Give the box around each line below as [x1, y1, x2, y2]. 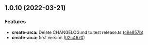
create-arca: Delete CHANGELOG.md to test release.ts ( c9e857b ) [11, 29, 144, 35]
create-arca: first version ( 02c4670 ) [11, 34, 85, 40]
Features [4, 18, 26, 25]
